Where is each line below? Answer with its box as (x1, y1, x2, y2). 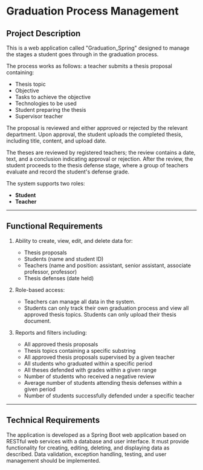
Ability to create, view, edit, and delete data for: (14, 237, 133, 244)
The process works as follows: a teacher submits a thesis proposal (6, 62, 172, 69)
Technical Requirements (6, 415, 100, 425)
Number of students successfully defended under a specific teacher (24, 391, 195, 399)
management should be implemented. (6, 457, 101, 464)
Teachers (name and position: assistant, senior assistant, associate (24, 262, 192, 269)
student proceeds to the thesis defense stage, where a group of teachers (6, 162, 188, 169)
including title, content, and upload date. (6, 137, 107, 144)
